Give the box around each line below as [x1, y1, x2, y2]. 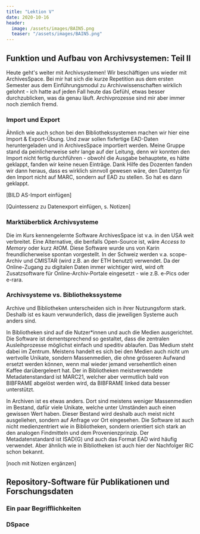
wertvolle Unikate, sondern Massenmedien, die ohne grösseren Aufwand [6, 354, 186, 361]
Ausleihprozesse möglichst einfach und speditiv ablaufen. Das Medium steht [6, 341, 194, 348]
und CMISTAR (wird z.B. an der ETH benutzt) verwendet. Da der [23, 257, 180, 264]
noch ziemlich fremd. [6, 100, 58, 108]
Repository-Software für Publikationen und [6, 477, 170, 487]
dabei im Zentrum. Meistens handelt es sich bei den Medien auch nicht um [6, 348, 189, 355]
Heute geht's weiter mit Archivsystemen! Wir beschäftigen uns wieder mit [6, 69, 187, 76]
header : [6, 20, 26, 26]
